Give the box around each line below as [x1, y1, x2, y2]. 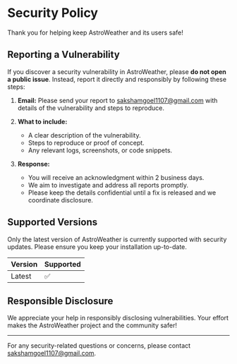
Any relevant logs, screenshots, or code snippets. [28, 146, 173, 154]
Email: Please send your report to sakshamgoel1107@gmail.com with [17, 96, 218, 104]
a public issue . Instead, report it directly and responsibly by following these [7, 75, 227, 83]
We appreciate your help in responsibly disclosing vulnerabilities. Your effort [7, 314, 229, 322]
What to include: [17, 117, 68, 126]
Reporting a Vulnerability [7, 49, 120, 61]
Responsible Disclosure [7, 295, 114, 307]
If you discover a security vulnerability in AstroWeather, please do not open [7, 67, 227, 75]
